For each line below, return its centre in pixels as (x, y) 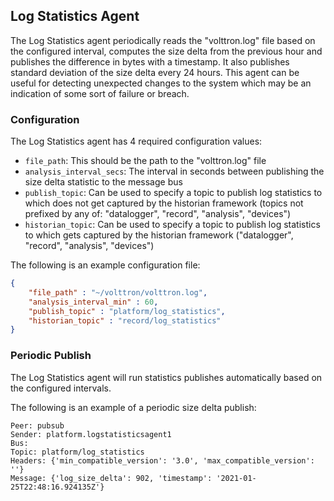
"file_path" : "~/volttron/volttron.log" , (118, 292)
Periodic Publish (51, 356)
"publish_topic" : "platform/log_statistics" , (127, 311)
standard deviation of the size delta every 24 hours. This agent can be (155, 72)
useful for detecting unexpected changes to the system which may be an (161, 83)
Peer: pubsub (37, 425)
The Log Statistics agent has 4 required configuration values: (136, 141)
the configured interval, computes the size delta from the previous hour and (166, 51)
